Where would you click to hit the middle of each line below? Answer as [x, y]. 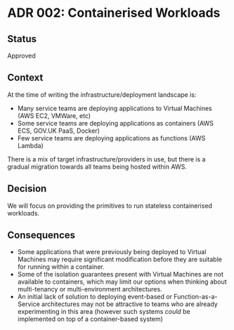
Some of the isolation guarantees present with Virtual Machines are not [120, 275]
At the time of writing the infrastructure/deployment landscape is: [102, 94]
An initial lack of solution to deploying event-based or [95, 297]
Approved [22, 55]
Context [25, 78]
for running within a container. [61, 267]
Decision [27, 189]
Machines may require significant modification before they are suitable [120, 259]
